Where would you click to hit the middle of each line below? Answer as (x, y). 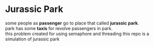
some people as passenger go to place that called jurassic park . (72, 23)
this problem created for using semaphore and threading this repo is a (77, 33)
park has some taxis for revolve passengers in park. (59, 28)
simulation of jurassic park (32, 39)
